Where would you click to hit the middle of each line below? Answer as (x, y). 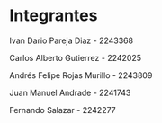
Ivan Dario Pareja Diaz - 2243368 (71, 40)
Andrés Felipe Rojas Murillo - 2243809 (81, 75)
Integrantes (54, 16)
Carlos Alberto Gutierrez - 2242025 (76, 57)
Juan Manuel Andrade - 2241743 (70, 92)
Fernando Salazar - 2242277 (63, 110)
